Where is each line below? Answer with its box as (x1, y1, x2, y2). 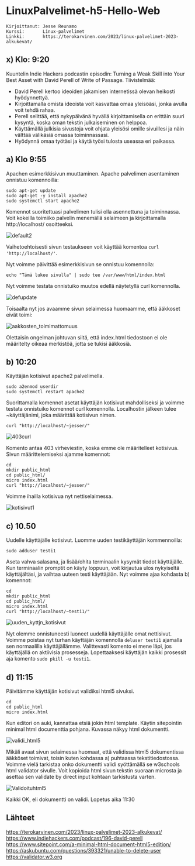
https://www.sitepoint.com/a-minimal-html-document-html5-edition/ (6, 841, 171, 848)
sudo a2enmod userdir (6, 384, 59, 390)
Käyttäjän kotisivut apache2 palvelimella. (6, 373, 104, 380)
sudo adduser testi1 (6, 548, 57, 554)
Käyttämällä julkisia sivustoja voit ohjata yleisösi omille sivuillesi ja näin (14, 125, 184, 132)
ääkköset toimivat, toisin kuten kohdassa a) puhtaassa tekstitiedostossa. (6, 755, 180, 761)
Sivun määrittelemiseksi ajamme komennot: (6, 451, 111, 458)
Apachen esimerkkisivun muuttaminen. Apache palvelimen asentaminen (6, 170, 180, 177)
